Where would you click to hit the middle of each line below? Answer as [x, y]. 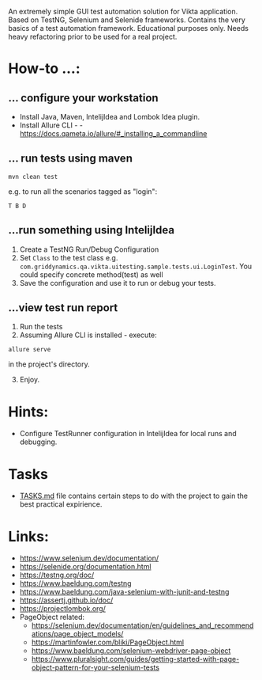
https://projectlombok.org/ [63, 609]
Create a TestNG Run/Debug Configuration [89, 249]
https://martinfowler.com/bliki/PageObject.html [108, 642]
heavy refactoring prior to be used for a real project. [93, 36]
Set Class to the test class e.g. [69, 257]
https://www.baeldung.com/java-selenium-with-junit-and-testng [124, 592]
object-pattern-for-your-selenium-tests [95, 667]
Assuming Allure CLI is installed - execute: [88, 335]
